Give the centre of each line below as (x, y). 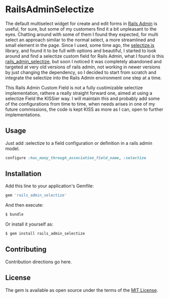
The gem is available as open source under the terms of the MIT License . (82, 290)
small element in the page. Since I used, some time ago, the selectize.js (80, 45)
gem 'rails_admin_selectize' (36, 195)
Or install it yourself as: (29, 224)
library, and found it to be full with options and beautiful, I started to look (81, 51)
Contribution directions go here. (39, 262)
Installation (23, 174)
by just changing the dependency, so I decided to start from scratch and (81, 72)
